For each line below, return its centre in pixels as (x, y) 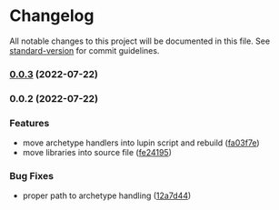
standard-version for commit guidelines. (85, 50)
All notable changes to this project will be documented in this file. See (140, 41)
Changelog (52, 16)
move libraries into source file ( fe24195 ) (97, 153)
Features (30, 123)
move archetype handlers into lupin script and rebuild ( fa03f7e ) (141, 143)
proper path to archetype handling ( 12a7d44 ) (107, 195)
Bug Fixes (32, 176)
